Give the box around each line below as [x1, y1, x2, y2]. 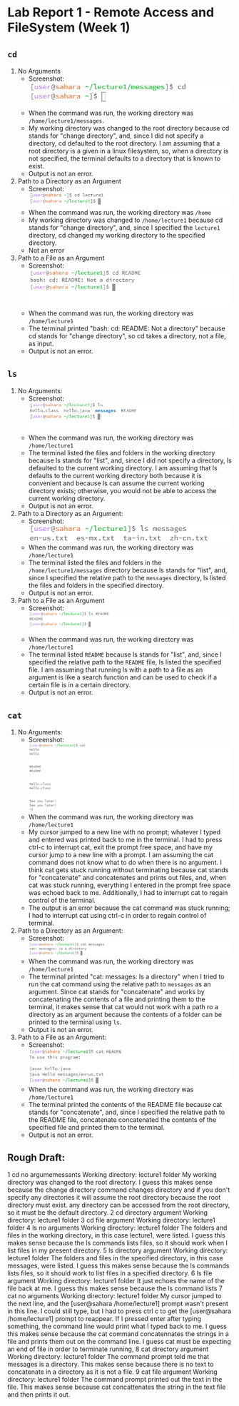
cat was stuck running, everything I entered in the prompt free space [28, 881, 231, 889]
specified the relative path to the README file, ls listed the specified [28, 658, 222, 667]
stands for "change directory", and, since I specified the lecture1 [28, 223, 220, 232]
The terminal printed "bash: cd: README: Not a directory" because [28, 324, 226, 333]
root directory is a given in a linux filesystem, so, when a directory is [28, 147, 229, 156]
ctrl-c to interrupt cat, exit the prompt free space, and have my [28, 843, 213, 851]
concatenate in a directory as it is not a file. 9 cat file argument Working [7, 1367, 218, 1376]
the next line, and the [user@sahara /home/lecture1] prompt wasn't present [7, 1299, 228, 1308]
